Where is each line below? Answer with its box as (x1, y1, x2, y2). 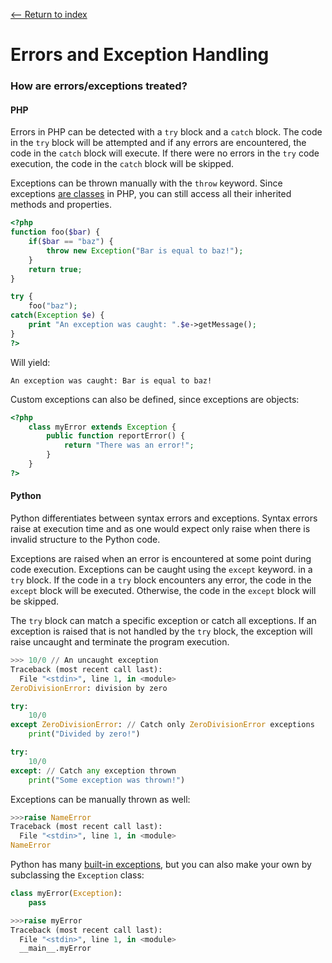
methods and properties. (10, 199, 113, 211)
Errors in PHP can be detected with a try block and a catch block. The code (10, 126, 323, 138)
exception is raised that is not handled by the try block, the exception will (10, 625, 313, 638)
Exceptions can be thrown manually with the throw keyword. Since (10, 177, 283, 189)
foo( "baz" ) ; (28, 301, 78, 311)
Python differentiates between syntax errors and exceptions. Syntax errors (10, 512, 318, 524)
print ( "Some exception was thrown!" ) (28, 775, 186, 785)
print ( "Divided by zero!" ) (28, 729, 141, 739)
